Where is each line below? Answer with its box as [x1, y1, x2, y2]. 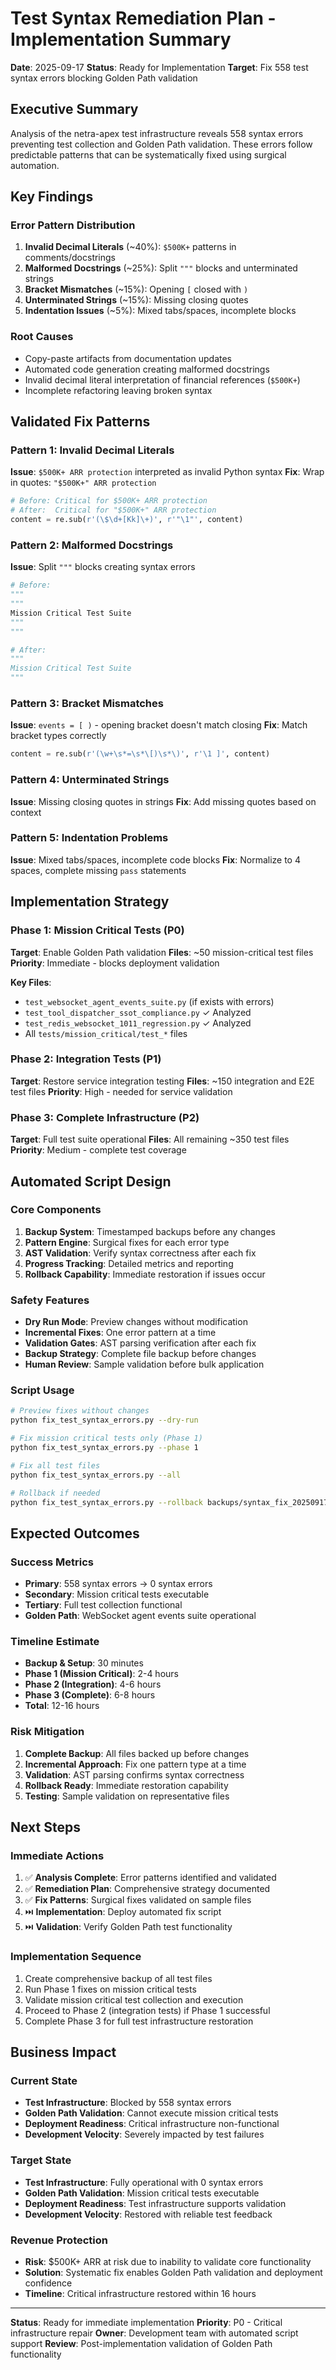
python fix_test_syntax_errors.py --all [10, 1470, 182, 1480]
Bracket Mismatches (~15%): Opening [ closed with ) [24, 283, 249, 296]
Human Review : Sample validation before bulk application [24, 1358, 265, 1371]
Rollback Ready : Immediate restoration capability [24, 1779, 229, 1791]
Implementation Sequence [10, 1950, 142, 1964]
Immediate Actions [10, 1849, 105, 1863]
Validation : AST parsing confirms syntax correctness [24, 1768, 245, 1781]
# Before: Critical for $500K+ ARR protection [10, 496, 208, 506]
